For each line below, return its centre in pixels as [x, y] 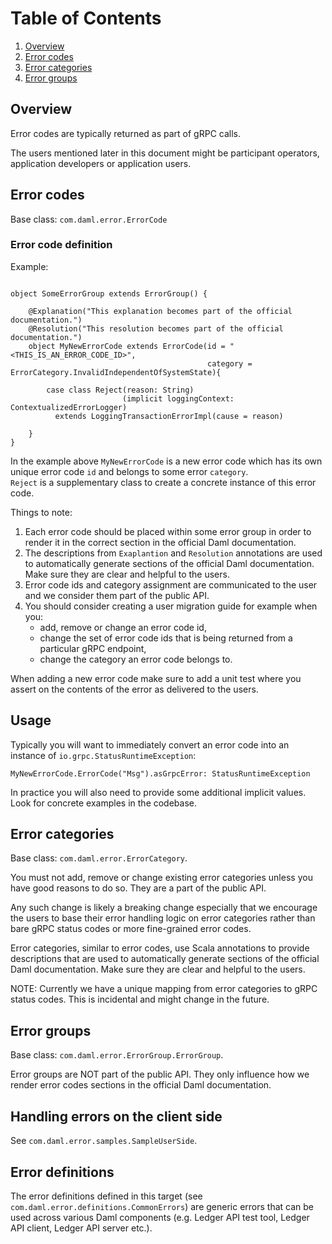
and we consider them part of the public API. [117, 595]
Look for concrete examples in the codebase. [104, 803]
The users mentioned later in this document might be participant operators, [165, 153]
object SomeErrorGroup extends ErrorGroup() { [109, 293]
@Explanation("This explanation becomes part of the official [160, 311]
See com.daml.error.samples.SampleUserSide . [104, 1141]
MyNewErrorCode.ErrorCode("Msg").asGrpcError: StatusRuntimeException [160, 773]
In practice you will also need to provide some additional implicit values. [158, 792]
